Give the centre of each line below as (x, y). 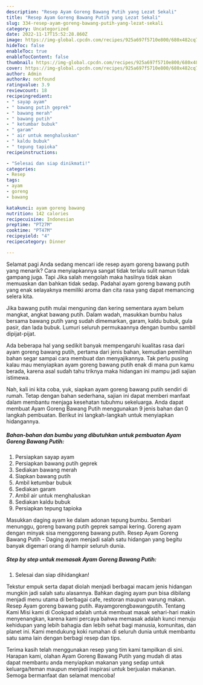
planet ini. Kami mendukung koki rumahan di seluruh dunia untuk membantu (101, 631)
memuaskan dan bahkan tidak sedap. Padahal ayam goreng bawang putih (98, 283)
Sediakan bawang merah (46, 470)
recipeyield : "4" (28, 236)
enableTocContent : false (37, 57)
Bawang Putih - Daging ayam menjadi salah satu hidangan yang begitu (94, 539)
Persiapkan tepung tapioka (48, 508)
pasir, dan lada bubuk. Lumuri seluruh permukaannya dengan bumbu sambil (101, 327)
